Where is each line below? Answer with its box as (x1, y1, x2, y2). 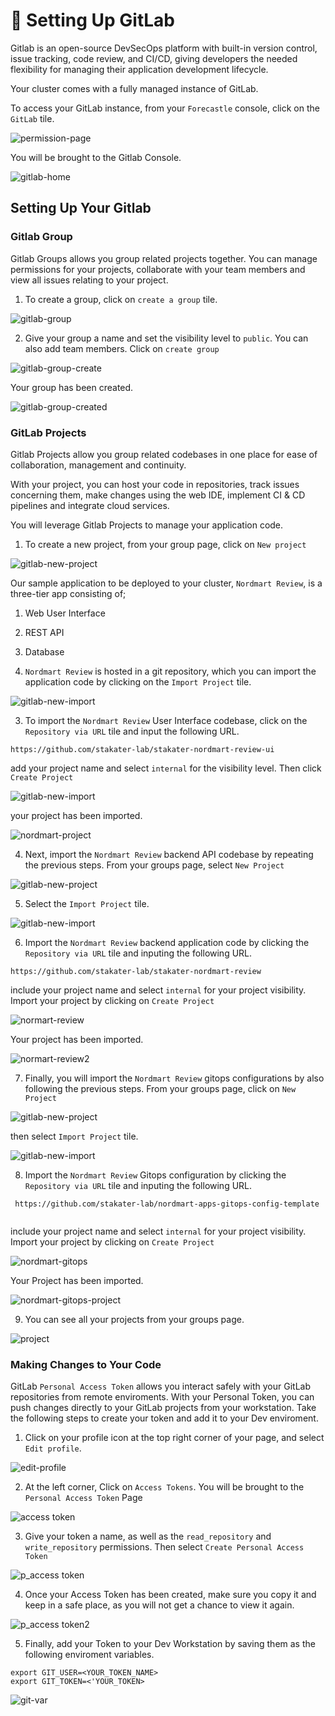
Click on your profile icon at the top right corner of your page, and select (24, 1432, 325, 1444)
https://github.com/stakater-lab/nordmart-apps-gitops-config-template (14, 1199, 320, 1209)
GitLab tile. (10, 112, 55, 124)
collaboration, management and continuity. (10, 459, 187, 471)
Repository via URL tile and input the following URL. (24, 725, 240, 737)
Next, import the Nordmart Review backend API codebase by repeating (24, 848, 314, 860)
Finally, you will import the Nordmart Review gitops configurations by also (24, 1072, 325, 1084)
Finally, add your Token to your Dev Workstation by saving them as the (24, 1638, 316, 1650)
